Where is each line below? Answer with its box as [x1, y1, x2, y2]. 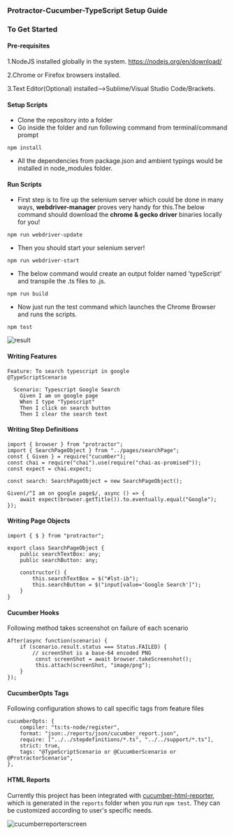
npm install [7, 144, 42, 152]
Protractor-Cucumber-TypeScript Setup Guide [7, 6, 168, 15]
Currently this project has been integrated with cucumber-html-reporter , [7, 791, 215, 799]
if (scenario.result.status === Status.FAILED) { [20, 643, 168, 651]
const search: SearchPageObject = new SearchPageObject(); [7, 477, 183, 484]
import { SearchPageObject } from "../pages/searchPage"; [7, 447, 180, 454]
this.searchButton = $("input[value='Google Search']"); [32, 582, 201, 589]
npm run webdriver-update [7, 232, 82, 239]
